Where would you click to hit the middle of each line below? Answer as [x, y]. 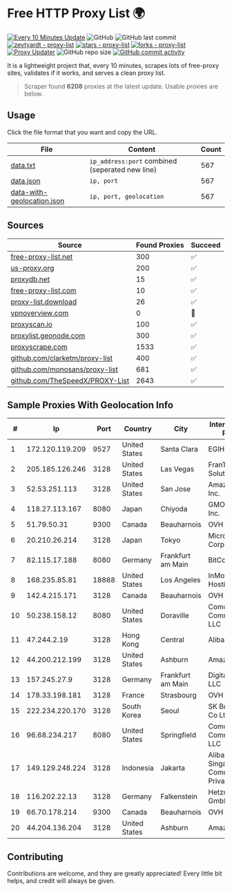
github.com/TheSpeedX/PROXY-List [70, 381]
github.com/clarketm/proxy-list [61, 358]
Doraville [175, 615]
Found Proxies [160, 245]
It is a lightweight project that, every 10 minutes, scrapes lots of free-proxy [113, 65]
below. [33, 94]
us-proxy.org [32, 268]
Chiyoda [174, 509]
